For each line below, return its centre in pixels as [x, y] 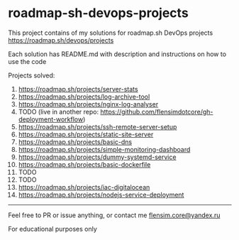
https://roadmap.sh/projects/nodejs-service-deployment [101, 195]
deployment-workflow [51, 119]
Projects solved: [32, 75]
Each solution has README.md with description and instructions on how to [117, 54]
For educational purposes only [53, 229]
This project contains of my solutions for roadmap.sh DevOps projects [111, 33]
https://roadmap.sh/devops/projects [61, 40]
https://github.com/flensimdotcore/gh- [156, 111]
